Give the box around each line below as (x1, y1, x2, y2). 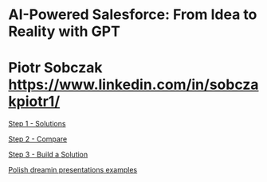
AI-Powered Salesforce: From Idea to (8, 6, 257, 24)
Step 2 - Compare (8, 134, 68, 144)
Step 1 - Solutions (8, 119, 66, 129)
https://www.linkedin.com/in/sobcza (8, 76, 259, 94)
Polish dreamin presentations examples (8, 165, 138, 175)
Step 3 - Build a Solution (8, 149, 88, 160)
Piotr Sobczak (8, 59, 103, 77)
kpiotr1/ (8, 93, 61, 110)
